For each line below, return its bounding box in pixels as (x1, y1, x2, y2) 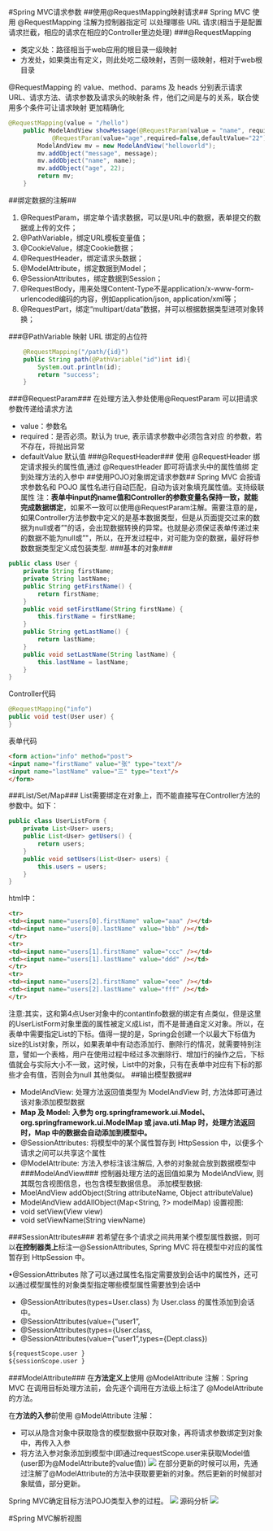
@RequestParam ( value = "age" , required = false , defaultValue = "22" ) (51, 133, 267, 142)
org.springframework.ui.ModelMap (19, 1118, 143, 1127)
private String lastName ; (23, 575, 111, 583)
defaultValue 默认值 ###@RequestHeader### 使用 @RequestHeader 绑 (19, 452, 261, 461)
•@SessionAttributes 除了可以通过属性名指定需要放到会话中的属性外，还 (8, 1269, 252, 1279)
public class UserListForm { (8, 817, 107, 825)
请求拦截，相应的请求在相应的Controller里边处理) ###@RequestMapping (8, 28, 252, 37)
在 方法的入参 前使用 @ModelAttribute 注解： (8, 1411, 155, 1420)
